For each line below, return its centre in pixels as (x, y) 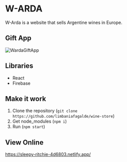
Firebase (21, 83)
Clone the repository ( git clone (45, 111)
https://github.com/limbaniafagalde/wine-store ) (63, 116)
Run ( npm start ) (29, 127)
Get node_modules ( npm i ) (40, 121)
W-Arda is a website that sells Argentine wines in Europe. (64, 22)
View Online (24, 142)
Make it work (26, 98)
